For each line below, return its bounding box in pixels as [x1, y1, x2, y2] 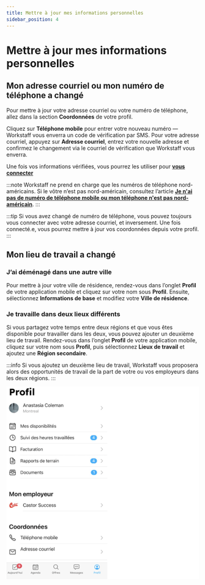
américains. [6, 187, 36, 195]
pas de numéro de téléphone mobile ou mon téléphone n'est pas [6, 194, 173, 201]
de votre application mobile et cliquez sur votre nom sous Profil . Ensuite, [6, 288, 190, 296]
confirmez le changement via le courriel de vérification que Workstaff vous [6, 144, 195, 152]
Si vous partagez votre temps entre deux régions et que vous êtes [6, 324, 173, 331]
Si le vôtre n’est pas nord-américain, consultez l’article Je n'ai [37, 187, 193, 195]
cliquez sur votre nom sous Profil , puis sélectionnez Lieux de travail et [6, 343, 185, 351]
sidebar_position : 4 [6, 16, 59, 23]
